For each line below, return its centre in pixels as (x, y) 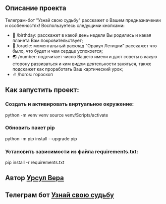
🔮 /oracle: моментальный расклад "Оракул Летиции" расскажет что (84, 46)
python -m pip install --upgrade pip (41, 138)
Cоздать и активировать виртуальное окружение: (70, 104)
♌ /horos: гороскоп (32, 74)
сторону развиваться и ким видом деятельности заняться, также (82, 64)
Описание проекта (36, 8)
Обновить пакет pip (30, 128)
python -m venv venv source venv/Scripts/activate (57, 115)
